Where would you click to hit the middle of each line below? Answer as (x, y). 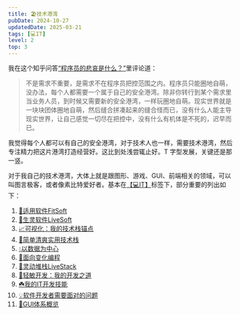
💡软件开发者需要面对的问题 (58, 295)
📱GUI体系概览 (38, 304)
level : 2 (21, 41)
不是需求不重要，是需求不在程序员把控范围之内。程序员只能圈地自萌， (129, 83)
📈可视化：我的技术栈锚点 (56, 229)
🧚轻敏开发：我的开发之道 (55, 275)
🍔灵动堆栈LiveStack (47, 266)
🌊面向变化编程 (39, 257)
